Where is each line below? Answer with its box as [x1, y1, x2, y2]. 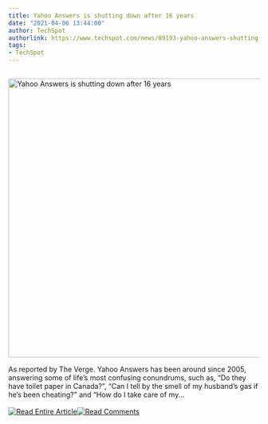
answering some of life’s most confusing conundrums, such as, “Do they [8, 373, 246, 383]
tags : [8, 41, 26, 49]
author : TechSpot [8, 26, 66, 34]
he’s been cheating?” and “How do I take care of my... [8, 390, 185, 399]
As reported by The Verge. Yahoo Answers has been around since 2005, [8, 364, 247, 374]
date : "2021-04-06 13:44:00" [8, 19, 105, 27]
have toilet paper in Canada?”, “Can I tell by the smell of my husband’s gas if [8, 382, 258, 391]
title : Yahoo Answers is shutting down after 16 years [8, 11, 195, 20]
